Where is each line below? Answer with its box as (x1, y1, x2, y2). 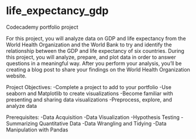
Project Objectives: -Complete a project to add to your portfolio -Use (6, 83, 171, 90)
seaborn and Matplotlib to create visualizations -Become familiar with (6, 90, 174, 97)
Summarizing (6, 120, 38, 127)
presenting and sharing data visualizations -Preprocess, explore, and (6, 96, 173, 103)
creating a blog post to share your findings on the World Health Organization (6, 66, 190, 73)
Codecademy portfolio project (6, 23, 79, 30)
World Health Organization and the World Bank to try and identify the (6, 41, 172, 48)
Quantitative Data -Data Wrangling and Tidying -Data (39, 120, 167, 127)
